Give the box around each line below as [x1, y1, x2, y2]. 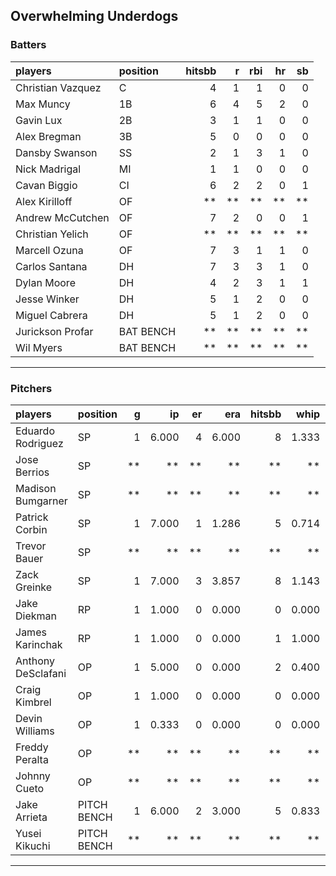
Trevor [15, 539, 47, 553]
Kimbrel [15, 695, 52, 709]
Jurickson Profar [15, 324, 94, 338]
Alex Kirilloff [15, 194, 73, 208]
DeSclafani [15, 666, 67, 680]
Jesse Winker [15, 292, 80, 306]
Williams [15, 724, 55, 738]
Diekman [15, 609, 57, 623]
